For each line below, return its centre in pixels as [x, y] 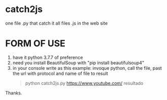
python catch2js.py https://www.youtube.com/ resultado [84, 83]
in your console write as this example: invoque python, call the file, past [87, 68]
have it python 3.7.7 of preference [48, 57]
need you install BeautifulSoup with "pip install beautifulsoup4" [78, 63]
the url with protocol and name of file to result [60, 73]
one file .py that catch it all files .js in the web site [56, 23]
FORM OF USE [35, 43]
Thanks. [14, 93]
